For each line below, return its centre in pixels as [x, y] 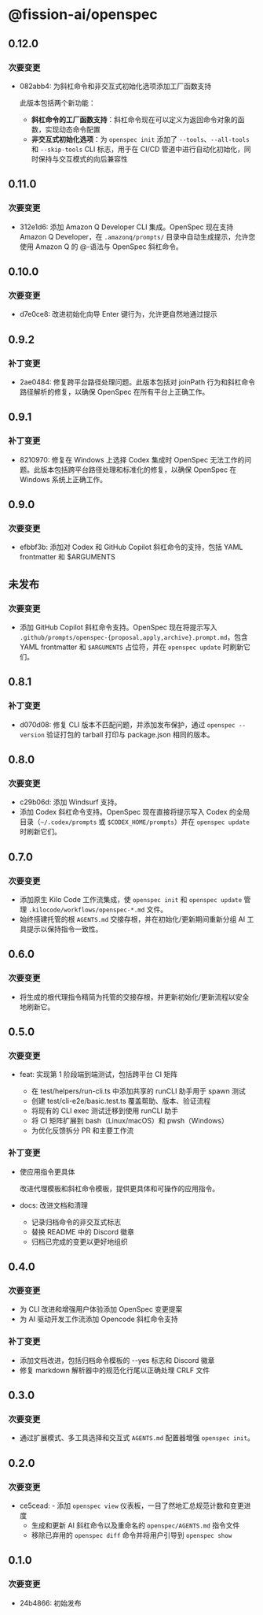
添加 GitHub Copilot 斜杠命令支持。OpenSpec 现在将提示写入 [118, 627]
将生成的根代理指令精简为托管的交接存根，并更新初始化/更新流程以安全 [134, 997]
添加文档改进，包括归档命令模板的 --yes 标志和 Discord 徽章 [117, 1360]
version [32, 735]
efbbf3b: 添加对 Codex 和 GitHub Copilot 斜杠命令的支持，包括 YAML [131, 547]
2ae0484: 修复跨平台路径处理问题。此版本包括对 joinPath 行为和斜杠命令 [137, 382]
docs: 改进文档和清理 [54, 1205]
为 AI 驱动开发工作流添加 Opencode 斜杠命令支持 [99, 1319]
